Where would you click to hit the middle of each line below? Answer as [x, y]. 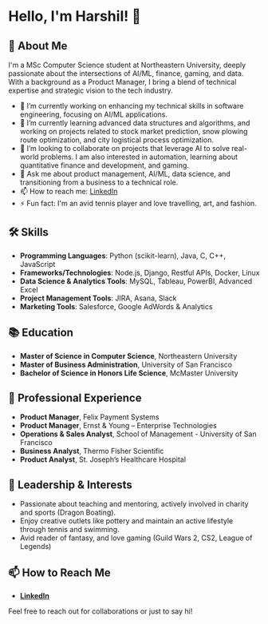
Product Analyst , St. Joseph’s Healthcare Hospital [102, 459]
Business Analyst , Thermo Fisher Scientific [92, 451]
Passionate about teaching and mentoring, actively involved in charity [134, 504]
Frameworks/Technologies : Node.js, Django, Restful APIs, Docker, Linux [140, 272]
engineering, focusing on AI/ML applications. [93, 114]
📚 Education [41, 333]
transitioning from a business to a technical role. [99, 182]
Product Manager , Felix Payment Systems [89, 417]
